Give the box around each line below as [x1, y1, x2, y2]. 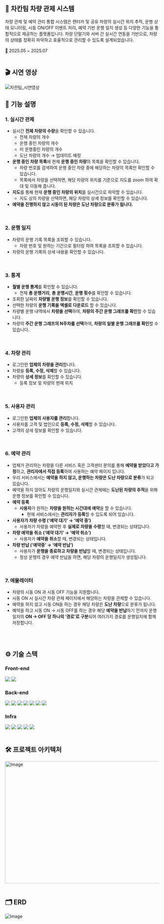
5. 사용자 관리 [5, 403, 35, 410]
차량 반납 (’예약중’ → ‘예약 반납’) [12, 542, 74, 548]
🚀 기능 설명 [5, 100, 37, 109]
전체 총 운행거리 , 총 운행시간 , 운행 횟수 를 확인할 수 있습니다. [19, 290, 132, 295]
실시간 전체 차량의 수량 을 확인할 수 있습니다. [12, 128, 95, 134]
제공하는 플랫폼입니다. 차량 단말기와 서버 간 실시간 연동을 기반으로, [21, 31, 148, 37]
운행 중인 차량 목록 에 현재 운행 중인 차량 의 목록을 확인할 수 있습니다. [12, 159, 140, 165]
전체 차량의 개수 [19, 134, 50, 140]
